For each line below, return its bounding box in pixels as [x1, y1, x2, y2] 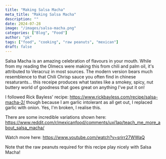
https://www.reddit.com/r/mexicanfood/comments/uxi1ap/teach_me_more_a [5, 119, 161, 125]
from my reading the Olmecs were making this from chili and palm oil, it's [5, 63, 155, 69]
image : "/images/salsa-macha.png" [5, 26, 77, 31]
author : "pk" [5, 35, 32, 40]
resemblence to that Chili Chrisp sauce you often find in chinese [5, 74, 136, 79]
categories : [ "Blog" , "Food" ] [5, 30, 68, 35]
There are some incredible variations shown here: [5, 114, 107, 120]
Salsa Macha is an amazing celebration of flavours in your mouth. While [5, 58, 152, 64]
